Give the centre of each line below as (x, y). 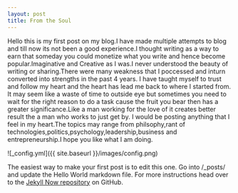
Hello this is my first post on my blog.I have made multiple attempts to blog (117, 41)
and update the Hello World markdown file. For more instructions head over (118, 174)
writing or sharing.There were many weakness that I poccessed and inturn (117, 71)
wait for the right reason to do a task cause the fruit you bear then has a (113, 101)
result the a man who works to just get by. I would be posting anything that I (119, 116)
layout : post (27, 14)
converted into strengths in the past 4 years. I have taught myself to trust (115, 78)
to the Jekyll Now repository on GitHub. (65, 182)
